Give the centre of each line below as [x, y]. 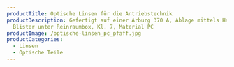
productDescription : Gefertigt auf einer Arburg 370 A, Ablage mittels [113, 20]
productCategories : [35, 40]
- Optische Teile [38, 53]
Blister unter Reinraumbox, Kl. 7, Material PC [83, 27]
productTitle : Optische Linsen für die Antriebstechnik [89, 14]
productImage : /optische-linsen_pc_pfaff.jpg [74, 33]
